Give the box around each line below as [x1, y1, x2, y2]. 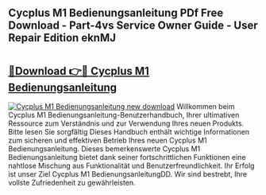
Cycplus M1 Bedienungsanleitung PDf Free [8, 6, 224, 20]
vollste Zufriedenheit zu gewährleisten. [8, 178, 137, 187]
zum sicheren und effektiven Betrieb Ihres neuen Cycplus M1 [8, 135, 207, 145]
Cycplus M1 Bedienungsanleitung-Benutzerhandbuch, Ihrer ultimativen [8, 111, 240, 119]
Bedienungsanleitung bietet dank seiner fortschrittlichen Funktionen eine [8, 153, 246, 162]
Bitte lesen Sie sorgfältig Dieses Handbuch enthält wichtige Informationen [8, 127, 250, 136]
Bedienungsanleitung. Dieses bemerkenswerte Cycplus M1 [8, 144, 201, 154]
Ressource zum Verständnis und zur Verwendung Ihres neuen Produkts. [8, 119, 245, 128]
